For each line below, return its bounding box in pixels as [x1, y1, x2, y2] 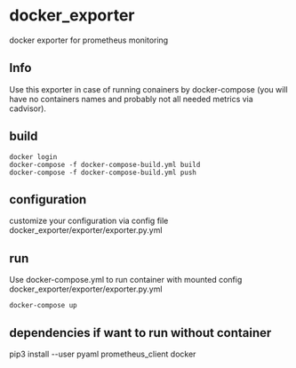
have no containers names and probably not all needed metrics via [9, 93, 253, 104]
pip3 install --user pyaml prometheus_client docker [9, 348, 196, 359]
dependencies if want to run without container [9, 325, 272, 340]
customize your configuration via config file [9, 215, 169, 227]
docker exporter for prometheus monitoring [9, 35, 169, 45]
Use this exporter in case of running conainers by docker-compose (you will [9, 84, 288, 94]
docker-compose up [9, 301, 77, 310]
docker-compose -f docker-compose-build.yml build [9, 160, 201, 169]
